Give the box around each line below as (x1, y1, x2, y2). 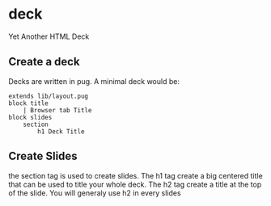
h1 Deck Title (37, 127, 85, 136)
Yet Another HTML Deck (8, 32, 90, 41)
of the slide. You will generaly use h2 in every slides (8, 187, 181, 198)
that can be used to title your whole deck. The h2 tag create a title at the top (8, 179, 262, 189)
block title (8, 99, 49, 107)
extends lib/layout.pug (8, 92, 89, 100)
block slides (8, 113, 53, 121)
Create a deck (8, 55, 80, 69)
